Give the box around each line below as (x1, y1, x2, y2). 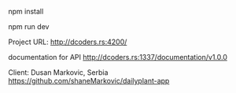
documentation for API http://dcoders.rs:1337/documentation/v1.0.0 (8, 53, 228, 61)
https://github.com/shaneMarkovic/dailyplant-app (8, 76, 170, 85)
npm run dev (8, 22, 50, 31)
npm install (8, 7, 44, 16)
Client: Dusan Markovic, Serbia (8, 68, 109, 77)
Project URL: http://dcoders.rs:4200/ (8, 37, 127, 46)
